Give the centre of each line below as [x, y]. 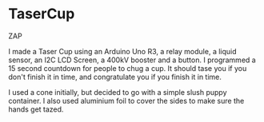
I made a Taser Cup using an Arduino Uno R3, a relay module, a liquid [123, 51]
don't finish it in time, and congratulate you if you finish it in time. [115, 77]
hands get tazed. [36, 109]
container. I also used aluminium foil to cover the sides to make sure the [126, 100]
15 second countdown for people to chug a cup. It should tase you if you [128, 68]
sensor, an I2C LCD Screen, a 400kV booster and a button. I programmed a [132, 60]
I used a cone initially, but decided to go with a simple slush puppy [118, 92]
